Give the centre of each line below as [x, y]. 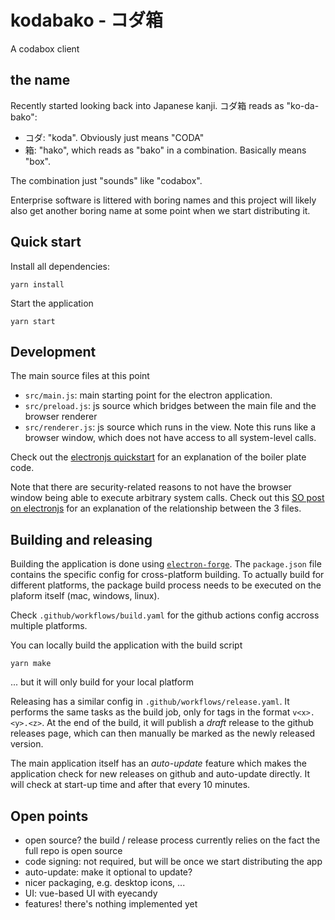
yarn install [37, 284]
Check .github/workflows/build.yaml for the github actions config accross [165, 615]
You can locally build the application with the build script [126, 645]
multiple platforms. [49, 626]
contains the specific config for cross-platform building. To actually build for [167, 575]
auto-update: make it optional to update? [108, 872]
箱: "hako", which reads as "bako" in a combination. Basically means [165, 150]
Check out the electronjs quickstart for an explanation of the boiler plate [158, 457]
